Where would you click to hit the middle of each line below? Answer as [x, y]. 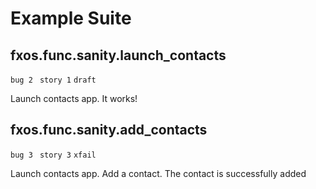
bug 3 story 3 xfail [53, 155]
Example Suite [71, 18]
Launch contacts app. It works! [74, 98]
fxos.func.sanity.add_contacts [109, 130]
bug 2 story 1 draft [53, 80]
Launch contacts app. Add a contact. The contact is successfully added [158, 173]
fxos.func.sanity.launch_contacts [118, 55]
